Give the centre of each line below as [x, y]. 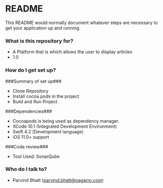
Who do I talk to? [26, 169]
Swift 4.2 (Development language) [48, 131]
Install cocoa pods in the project [46, 96]
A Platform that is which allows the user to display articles [72, 52]
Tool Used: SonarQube [36, 156]
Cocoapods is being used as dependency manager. [66, 121]
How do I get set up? [31, 70]
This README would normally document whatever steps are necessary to [81, 23]
